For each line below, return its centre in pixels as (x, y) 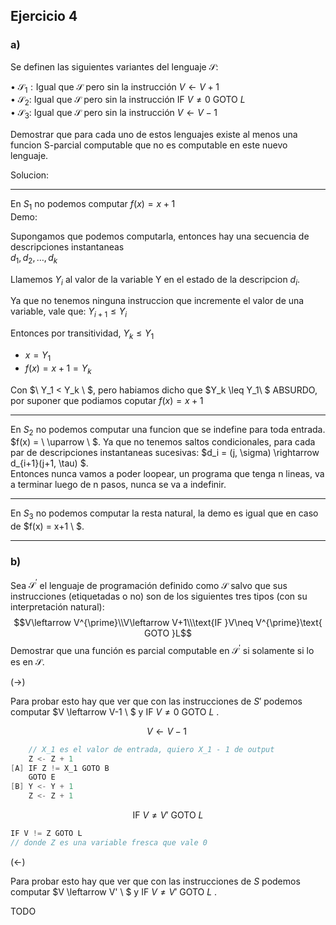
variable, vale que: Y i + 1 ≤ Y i (69, 312)
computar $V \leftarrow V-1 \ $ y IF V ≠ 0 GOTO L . (115, 711)
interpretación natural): (57, 607)
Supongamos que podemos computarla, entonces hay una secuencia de (160, 236)
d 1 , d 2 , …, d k (34, 258)
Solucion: (30, 175)
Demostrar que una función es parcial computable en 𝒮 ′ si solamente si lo (162, 649)
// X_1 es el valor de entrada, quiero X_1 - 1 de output (151, 749)
